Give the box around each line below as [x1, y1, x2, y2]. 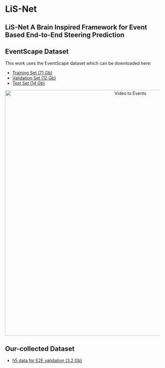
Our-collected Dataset [5, 344, 75, 353]
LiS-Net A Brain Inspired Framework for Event [5, 23, 147, 31]
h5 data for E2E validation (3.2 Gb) [12, 358, 82, 364]
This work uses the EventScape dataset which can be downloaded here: [5, 60, 151, 66]
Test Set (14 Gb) [12, 80, 45, 86]
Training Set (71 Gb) [12, 70, 53, 76]
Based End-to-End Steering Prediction [5, 30, 125, 39]
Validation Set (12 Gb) [12, 75, 56, 81]
